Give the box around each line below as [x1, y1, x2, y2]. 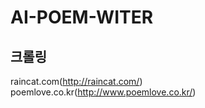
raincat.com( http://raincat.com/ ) [10, 76, 143, 87]
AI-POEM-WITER [10, 6, 154, 29]
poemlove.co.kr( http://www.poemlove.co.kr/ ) [10, 86, 197, 98]
